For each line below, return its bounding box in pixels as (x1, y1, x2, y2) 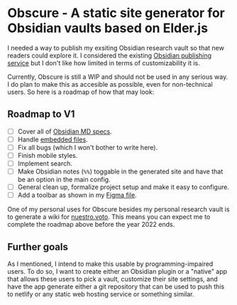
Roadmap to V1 (7, 108, 75, 120)
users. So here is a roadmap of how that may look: (7, 87, 155, 96)
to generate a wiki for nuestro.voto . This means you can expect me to (7, 213, 211, 221)
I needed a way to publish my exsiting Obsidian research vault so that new (7, 43, 225, 52)
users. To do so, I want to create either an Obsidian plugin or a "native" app (7, 267, 228, 276)
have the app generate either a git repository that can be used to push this (7, 282, 225, 291)
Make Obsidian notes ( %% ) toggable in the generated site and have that (17, 167, 224, 176)
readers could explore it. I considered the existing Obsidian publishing (7, 51, 211, 60)
